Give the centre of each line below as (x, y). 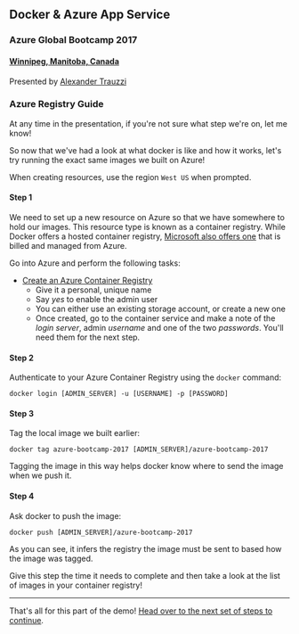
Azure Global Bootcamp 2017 (73, 40)
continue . (27, 620)
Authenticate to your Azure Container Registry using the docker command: (145, 377)
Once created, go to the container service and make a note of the (155, 318)
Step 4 (22, 496)
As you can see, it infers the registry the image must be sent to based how (145, 548)
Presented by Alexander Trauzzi (68, 81)
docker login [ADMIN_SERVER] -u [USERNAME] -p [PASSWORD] (119, 394)
